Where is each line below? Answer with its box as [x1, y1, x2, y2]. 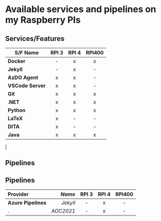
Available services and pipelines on [5, 4, 156, 15]
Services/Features [5, 34, 64, 43]
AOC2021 [51, 207, 75, 214]
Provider [8, 191, 29, 198]
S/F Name [15, 49, 39, 56]
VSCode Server [8, 82, 46, 89]
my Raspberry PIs [5, 14, 81, 26]
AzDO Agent [8, 74, 39, 81]
